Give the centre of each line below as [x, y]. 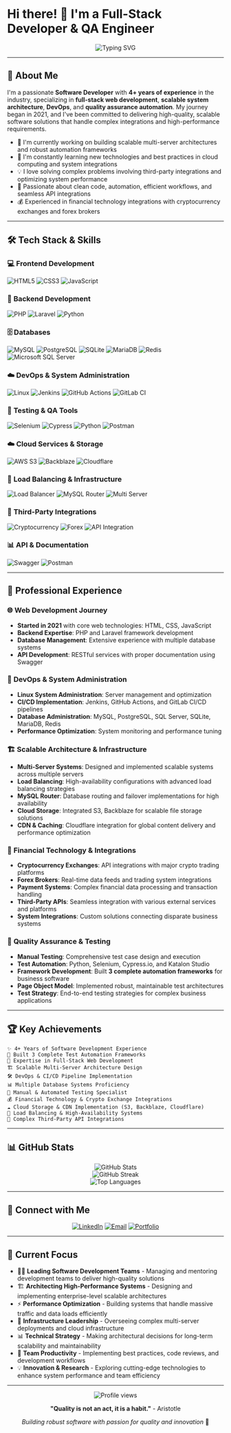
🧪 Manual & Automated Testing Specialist [67, 1092]
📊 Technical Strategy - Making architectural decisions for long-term [115, 1335]
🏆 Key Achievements [54, 1029]
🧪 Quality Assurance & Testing [59, 942]
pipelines [30, 709]
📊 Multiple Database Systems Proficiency [68, 1085]
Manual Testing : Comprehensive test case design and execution [109, 956]
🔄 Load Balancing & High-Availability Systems [75, 1113]
